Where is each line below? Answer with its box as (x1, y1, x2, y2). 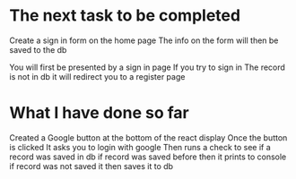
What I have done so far (9, 103, 190, 124)
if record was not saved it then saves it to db (9, 160, 173, 171)
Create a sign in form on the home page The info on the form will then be (9, 35, 279, 46)
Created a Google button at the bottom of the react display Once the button (9, 132, 288, 143)
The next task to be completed (9, 5, 240, 26)
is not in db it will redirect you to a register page (9, 71, 186, 81)
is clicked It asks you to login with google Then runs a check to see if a (9, 141, 271, 152)
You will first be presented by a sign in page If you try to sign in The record (9, 62, 285, 72)
